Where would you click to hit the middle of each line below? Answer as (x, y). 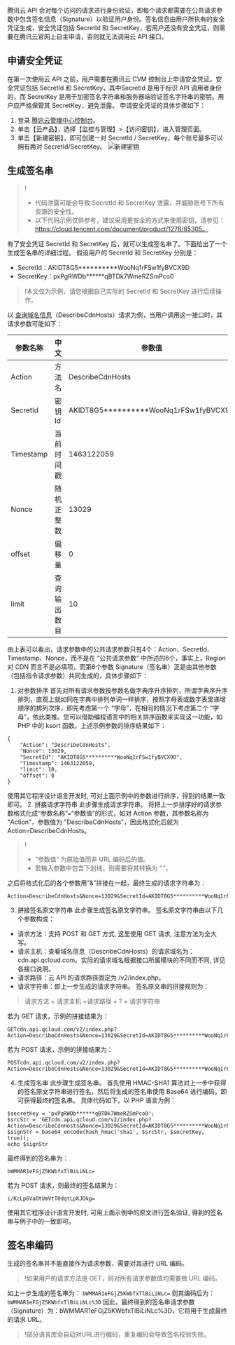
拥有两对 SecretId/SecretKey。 (62, 147)
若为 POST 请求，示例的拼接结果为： (60, 1049)
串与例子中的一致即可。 (41, 1221)
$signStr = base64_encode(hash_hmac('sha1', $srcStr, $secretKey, (106, 1132)
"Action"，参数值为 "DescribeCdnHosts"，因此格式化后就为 (93, 822)
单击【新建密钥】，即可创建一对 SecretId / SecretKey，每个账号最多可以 (120, 137)
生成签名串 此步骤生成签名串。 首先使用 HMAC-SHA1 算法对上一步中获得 (122, 1083)
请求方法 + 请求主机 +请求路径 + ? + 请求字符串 (92, 1001)
